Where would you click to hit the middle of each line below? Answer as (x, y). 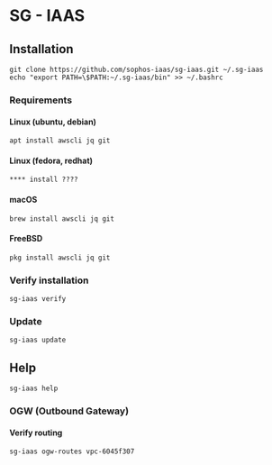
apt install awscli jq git (60, 141)
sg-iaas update (38, 340)
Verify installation (49, 280)
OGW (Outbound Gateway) (69, 411)
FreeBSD (26, 239)
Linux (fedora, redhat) (51, 160)
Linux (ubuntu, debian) (53, 122)
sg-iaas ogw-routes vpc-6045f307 (72, 451)
